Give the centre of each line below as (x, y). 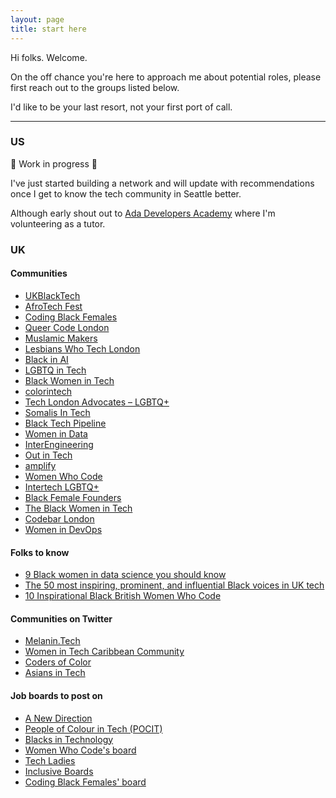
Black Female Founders (73, 497)
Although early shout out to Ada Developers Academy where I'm (143, 213)
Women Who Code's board (80, 750)
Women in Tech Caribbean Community (104, 652)
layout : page (37, 19)
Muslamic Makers (61, 338)
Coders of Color (58, 662)
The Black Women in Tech (78, 508)
